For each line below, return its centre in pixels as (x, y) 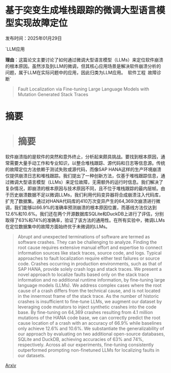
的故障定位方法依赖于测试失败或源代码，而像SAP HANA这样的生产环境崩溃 (83, 169)
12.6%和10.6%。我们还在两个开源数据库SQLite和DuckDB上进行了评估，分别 (84, 214)
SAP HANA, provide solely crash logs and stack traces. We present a (90, 269)
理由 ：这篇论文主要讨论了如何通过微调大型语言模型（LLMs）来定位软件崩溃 (84, 59)
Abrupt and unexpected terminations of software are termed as (84, 237)
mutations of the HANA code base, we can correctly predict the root (89, 318)
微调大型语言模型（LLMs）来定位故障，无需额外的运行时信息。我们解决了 (86, 182)
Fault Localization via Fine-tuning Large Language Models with (83, 89)
